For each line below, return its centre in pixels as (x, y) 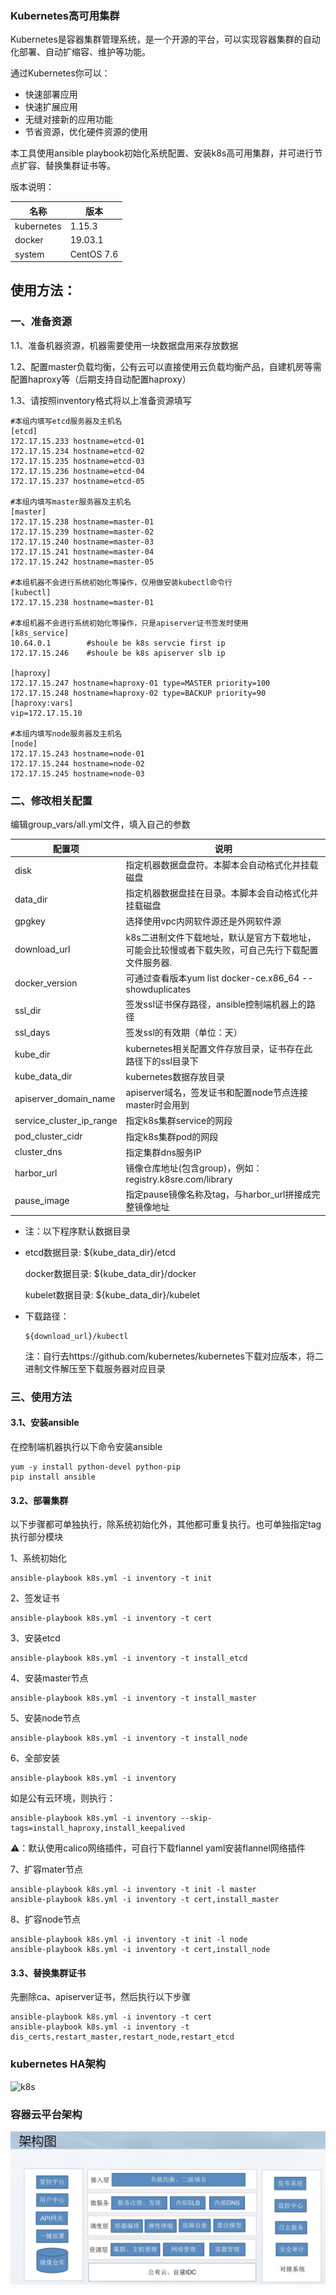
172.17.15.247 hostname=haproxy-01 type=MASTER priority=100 (140, 683)
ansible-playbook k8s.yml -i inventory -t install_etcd (129, 1658)
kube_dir (32, 1054)
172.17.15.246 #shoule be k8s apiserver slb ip (118, 653)
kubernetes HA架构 (58, 2064)
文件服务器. (149, 962)
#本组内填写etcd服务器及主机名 (66, 421)
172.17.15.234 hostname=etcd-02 (77, 451)
